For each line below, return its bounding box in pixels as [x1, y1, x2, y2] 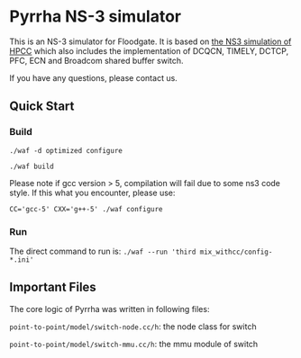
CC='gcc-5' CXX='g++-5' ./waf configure [9, 204, 164, 213]
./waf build [9, 162, 54, 171]
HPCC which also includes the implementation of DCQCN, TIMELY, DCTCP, [9, 45, 289, 56]
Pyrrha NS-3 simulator [9, 6, 182, 27]
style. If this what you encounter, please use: [9, 187, 176, 198]
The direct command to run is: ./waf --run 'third [9, 246, 196, 256]
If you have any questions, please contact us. [9, 72, 178, 83]
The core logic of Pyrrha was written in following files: [9, 303, 210, 314]
